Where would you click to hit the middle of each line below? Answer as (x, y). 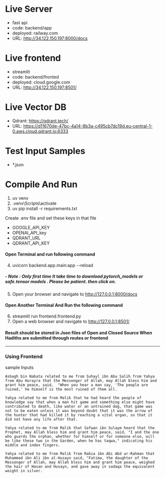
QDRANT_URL (26, 238)
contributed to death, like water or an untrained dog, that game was (79, 406)
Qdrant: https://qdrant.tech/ (40, 121)
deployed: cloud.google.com (41, 82)
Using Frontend (24, 357)
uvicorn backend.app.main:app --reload (53, 265)
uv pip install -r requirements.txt (45, 208)
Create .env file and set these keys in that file (51, 218)
